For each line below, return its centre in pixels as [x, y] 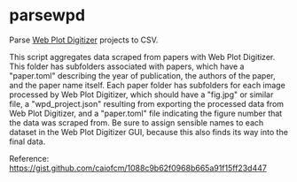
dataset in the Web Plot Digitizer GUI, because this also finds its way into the [148, 132]
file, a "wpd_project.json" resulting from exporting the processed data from [147, 103]
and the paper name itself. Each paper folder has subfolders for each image [147, 85]
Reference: [29, 158]
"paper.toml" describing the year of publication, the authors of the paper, [143, 75]
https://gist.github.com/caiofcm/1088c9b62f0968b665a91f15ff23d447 [138, 168]
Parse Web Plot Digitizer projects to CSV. [84, 40]
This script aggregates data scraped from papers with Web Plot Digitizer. [142, 57]
